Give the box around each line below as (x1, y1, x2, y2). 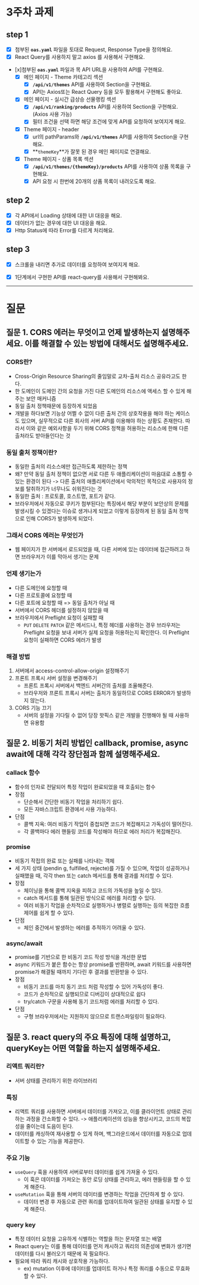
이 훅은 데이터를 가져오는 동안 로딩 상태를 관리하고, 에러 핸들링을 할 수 (23, 1176, 185, 1183)
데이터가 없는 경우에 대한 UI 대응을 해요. (14, 219, 107, 226)
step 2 (6, 195, 30, 206)
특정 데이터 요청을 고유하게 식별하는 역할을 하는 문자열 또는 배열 (14, 1235, 162, 1242)
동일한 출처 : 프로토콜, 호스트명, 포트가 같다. (14, 492, 116, 500)
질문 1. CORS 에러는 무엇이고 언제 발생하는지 (6, 327, 160, 337)
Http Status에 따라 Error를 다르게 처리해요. (14, 226, 114, 233)
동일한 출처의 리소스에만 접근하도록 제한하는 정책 (14, 463, 127, 470)
